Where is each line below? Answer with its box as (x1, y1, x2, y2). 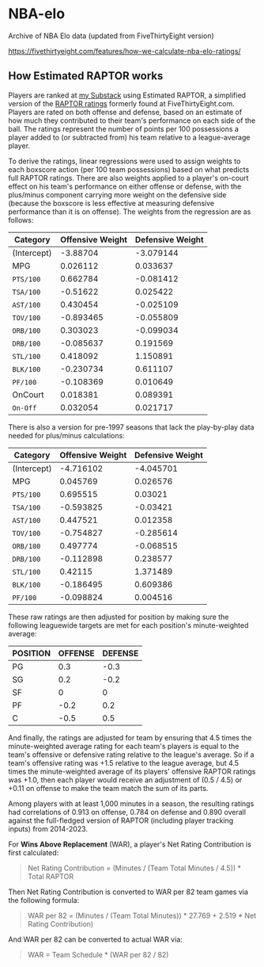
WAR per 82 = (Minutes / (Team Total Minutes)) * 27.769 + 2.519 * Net (27, 911, 257, 920)
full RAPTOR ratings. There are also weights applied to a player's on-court (8, 173, 249, 182)
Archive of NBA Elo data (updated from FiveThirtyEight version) (8, 31, 215, 40)
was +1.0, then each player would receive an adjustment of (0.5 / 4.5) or (8, 774, 243, 785)
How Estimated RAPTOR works (8, 69, 164, 83)
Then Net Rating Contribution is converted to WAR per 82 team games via (8, 887, 249, 896)
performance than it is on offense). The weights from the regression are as (8, 207, 251, 216)
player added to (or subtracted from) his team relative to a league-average (8, 132, 251, 142)
